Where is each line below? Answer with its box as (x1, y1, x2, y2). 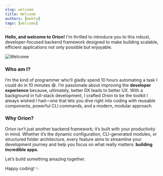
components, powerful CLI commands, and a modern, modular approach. (5, 103, 153, 108)
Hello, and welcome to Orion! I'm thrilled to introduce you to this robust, (5, 34, 150, 40)
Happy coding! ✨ (5, 165, 40, 171)
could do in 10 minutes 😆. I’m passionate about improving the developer (5, 82, 151, 88)
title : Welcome (5, 12, 36, 17)
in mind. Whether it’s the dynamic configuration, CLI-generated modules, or (5, 131, 157, 137)
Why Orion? (5, 115, 34, 122)
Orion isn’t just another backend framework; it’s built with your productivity (5, 126, 156, 132)
